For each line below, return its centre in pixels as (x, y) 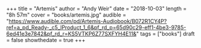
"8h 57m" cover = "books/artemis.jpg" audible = (66, 15)
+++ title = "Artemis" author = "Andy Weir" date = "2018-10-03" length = (97, 9)
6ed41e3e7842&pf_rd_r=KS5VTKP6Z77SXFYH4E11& (72, 34)
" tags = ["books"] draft (165, 34)
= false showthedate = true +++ (46, 40)
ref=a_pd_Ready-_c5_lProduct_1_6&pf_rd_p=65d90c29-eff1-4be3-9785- (96, 27)
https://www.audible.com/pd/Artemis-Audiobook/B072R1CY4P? (88, 21)
